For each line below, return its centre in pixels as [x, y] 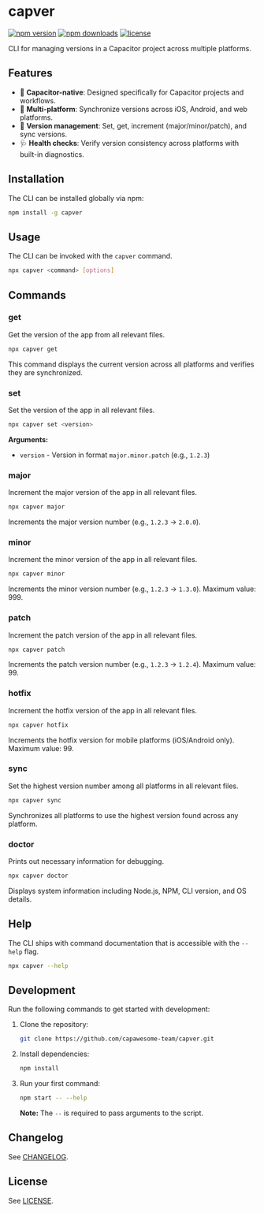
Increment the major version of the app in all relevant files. [103, 493]
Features [30, 73]
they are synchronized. [45, 372]
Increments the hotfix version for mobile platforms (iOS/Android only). [121, 740]
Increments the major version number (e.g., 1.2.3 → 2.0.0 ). [104, 522]
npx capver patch [37, 649]
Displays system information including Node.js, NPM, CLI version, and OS [127, 891]
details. [20, 899]
